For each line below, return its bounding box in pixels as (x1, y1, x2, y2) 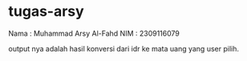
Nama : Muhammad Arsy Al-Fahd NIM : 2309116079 (8, 29, 180, 38)
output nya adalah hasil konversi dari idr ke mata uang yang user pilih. (8, 44, 239, 53)
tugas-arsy (8, 2, 84, 21)
